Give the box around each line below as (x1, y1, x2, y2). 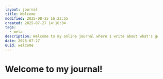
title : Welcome (5, 12, 36, 16)
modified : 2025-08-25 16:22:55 (5, 16, 68, 21)
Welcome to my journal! (5, 64, 103, 75)
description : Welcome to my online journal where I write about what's (5, 34, 153, 39)
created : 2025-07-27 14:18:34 (5, 20, 66, 26)
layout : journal (5, 7, 38, 12)
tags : (5, 25, 16, 30)
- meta (9, 29, 23, 34)
